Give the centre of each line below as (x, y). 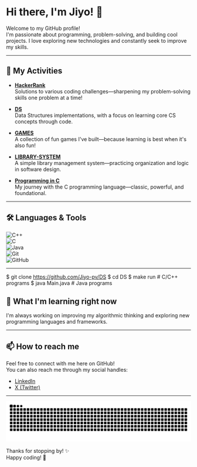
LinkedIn (25, 381)
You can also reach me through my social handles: (67, 370)
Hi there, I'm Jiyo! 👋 (55, 12)
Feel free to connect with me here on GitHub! (61, 364)
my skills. (17, 47)
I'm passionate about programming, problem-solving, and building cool (92, 34)
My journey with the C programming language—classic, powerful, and (99, 187)
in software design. (38, 169)
